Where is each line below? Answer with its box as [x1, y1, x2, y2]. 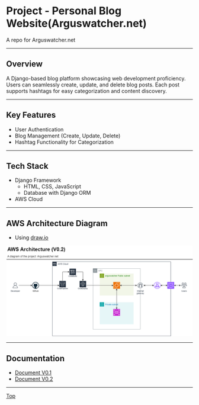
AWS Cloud [14, 195, 43, 202]
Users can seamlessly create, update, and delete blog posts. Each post [6, 81, 179, 88]
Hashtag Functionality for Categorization [14, 138, 114, 146]
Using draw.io [14, 234, 49, 241]
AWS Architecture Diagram [6, 218, 108, 229]
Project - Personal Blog [6, 4, 122, 18]
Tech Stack [6, 161, 49, 171]
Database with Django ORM [23, 189, 91, 197]
